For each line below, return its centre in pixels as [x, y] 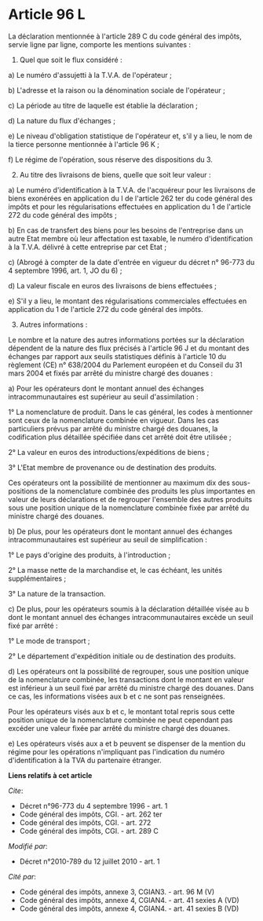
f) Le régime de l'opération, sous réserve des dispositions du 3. [111, 160]
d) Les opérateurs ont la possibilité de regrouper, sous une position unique [129, 671]
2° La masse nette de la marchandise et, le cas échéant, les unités [115, 570]
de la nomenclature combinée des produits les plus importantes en [147, 491]
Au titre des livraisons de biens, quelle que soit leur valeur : [115, 174]
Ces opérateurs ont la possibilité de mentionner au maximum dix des [119, 483]
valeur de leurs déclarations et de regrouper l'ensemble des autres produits [130, 499]
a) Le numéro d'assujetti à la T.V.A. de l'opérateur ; [90, 75]
